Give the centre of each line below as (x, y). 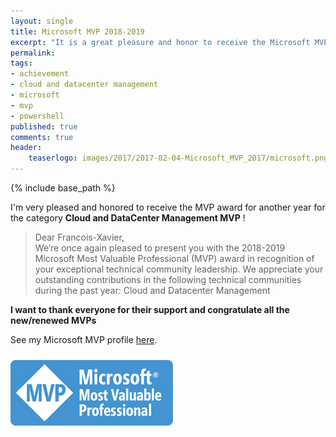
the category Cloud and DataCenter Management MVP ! (128, 218)
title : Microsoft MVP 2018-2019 (77, 31)
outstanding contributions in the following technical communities (168, 279)
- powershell (37, 116)
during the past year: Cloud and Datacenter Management (152, 290)
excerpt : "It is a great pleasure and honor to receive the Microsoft (160, 42)
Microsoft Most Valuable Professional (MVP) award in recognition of (174, 258)
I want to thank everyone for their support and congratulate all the (150, 309)
